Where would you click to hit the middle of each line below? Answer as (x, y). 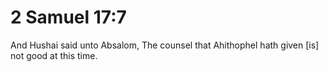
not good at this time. (54, 55)
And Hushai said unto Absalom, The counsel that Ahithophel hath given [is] (165, 45)
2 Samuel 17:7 (68, 17)
